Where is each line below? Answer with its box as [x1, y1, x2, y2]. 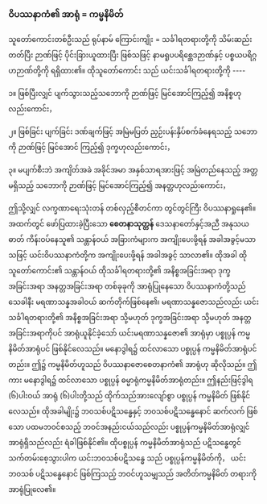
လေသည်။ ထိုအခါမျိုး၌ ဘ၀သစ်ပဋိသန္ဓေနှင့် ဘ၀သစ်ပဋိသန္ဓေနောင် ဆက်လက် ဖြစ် [8, 406, 259, 416]
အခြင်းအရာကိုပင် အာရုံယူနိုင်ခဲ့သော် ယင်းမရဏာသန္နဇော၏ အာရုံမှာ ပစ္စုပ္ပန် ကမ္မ [8, 328, 251, 338]
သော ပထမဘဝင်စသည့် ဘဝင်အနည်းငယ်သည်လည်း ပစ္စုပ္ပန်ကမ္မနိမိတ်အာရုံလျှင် [8, 422, 250, 432]
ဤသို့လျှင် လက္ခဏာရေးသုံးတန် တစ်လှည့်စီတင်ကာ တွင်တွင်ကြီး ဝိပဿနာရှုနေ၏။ [8, 203, 256, 213]
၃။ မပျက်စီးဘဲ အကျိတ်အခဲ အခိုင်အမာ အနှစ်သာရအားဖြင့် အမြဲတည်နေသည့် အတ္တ [8, 165, 259, 175]
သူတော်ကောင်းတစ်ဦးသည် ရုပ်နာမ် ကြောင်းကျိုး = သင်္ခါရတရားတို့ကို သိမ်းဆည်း [8, 35, 253, 44]
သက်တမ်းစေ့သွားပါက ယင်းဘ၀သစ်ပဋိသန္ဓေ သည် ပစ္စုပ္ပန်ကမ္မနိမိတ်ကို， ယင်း [8, 453, 247, 463]
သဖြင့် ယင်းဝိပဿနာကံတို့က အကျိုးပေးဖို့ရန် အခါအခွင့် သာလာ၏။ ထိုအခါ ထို [8, 250, 248, 260]
